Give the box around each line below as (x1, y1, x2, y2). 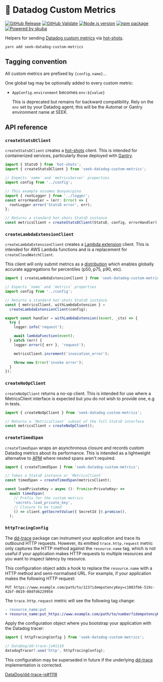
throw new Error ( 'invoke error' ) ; (14, 360, 83, 365)
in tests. (5, 401, 21, 406)
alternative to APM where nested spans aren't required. (5, 455, 116, 461)
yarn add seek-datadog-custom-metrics (5, 44, 83, 49)
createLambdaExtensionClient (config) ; (9, 307, 88, 312)
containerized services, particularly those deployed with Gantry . (5, 153, 133, 158)
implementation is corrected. (5, 662, 63, 668)
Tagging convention (5, 58, 67, 66)
